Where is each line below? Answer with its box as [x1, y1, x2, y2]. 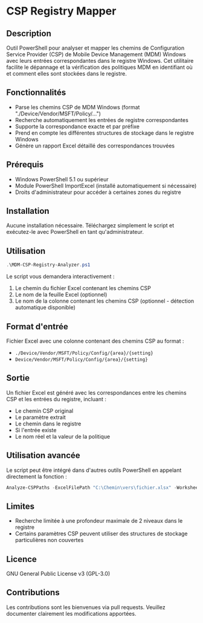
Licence [6, 554, 37, 564]
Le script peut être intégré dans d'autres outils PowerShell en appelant [6, 466, 182, 474]
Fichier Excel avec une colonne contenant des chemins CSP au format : [6, 337, 184, 344]
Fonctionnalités [6, 88, 66, 98]
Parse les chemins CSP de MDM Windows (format [14, 103, 140, 111]
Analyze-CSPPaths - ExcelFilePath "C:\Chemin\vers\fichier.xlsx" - [6, 485, 177, 491]
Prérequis [6, 160, 44, 170]
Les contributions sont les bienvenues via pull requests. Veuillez [6, 603, 166, 611]
